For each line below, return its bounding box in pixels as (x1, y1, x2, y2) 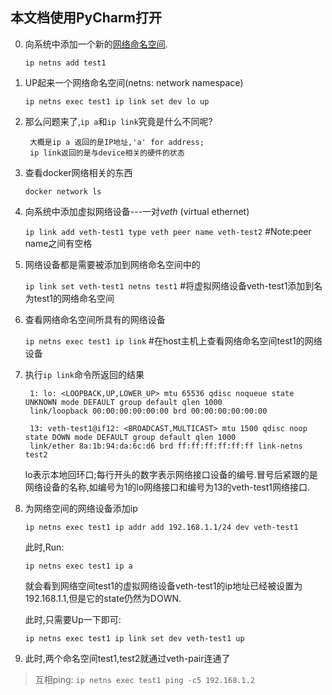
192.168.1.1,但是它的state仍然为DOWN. (24, 592, 182, 604)
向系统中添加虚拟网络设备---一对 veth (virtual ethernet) (24, 205, 250, 217)
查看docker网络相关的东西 (24, 166, 133, 178)
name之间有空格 (24, 237, 93, 249)
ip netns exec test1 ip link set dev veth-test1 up (24, 633, 245, 643)
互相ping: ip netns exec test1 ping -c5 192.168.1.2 (34, 673, 255, 685)
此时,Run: (24, 541, 65, 553)
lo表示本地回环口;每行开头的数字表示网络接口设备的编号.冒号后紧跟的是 (24, 468, 318, 480)
